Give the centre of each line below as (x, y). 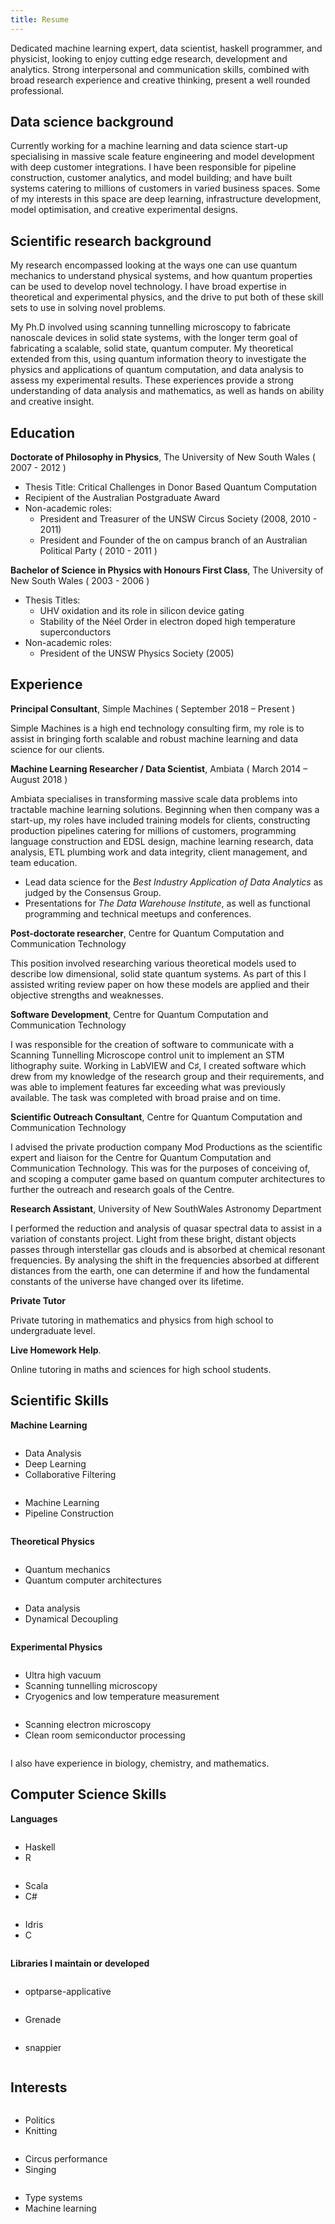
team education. (44, 862)
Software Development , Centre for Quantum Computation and (139, 1014)
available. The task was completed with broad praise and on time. (145, 1097)
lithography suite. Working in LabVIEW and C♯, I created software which (158, 1065)
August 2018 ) (39, 779)
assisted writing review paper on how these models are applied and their (160, 984)
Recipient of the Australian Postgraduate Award (122, 498)
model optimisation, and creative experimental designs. (124, 210)
